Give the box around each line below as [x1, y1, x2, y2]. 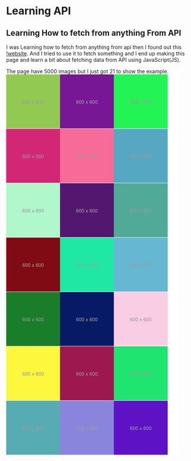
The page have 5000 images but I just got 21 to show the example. [6, 68, 169, 75]
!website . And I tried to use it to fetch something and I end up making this [6, 50, 185, 57]
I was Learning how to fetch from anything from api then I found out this [6, 43, 182, 51]
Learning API [6, 4, 71, 18]
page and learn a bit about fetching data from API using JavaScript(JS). [6, 57, 181, 63]
